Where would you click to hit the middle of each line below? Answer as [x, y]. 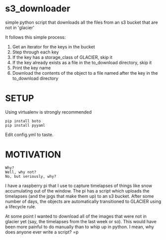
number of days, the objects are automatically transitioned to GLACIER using [83, 201]
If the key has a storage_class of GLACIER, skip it [62, 57]
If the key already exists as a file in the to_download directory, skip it [82, 62]
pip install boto [23, 121]
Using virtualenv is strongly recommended [48, 112]
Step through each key [35, 52]
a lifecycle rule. [21, 206]
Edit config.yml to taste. [29, 135]
